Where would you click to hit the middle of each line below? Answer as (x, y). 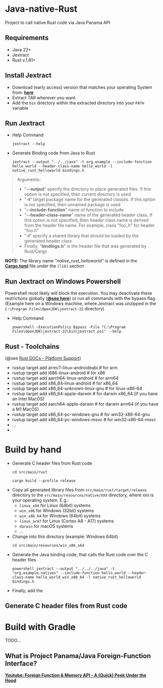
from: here (23, 92)
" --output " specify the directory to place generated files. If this (88, 189)
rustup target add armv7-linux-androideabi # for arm (65, 368)
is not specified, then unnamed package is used (72, 205)
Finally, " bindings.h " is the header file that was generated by (85, 246)
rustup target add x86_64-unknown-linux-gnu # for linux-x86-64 (77, 388)
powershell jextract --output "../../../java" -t (63, 569)
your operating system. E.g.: (40, 500)
